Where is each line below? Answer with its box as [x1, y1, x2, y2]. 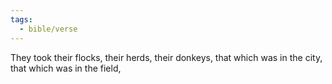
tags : [10, 14, 33, 25]
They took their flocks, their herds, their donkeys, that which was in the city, [10, 51, 323, 63]
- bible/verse [19, 24, 78, 34]
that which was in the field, [10, 62, 122, 74]
